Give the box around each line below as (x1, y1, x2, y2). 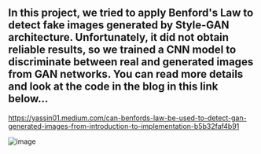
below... (8, 92, 49, 105)
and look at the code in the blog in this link (8, 80, 219, 93)
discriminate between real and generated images (8, 55, 254, 69)
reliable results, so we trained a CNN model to (8, 43, 237, 57)
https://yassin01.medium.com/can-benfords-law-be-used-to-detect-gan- (8, 113, 247, 123)
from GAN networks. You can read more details (8, 68, 244, 81)
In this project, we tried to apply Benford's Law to (8, 6, 254, 20)
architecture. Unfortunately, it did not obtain (8, 31, 230, 44)
